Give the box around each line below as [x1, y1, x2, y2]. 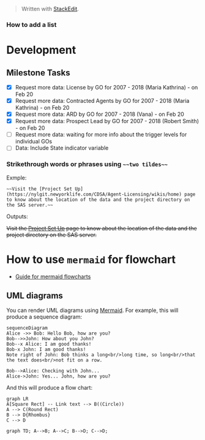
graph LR [6, 396, 29, 402]
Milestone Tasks [6, 67, 70, 78]
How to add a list [6, 20, 57, 29]
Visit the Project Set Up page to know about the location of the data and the [6, 224, 197, 232]
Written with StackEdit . [21, 6, 80, 12]
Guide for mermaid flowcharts [15, 273, 91, 280]
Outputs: [6, 213, 29, 220]
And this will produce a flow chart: [6, 384, 93, 392]
